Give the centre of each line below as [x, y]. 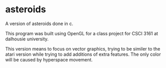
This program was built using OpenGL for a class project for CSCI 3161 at [82, 33]
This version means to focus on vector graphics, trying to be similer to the [83, 49]
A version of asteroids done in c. [39, 24]
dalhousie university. [27, 39]
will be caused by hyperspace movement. [49, 59]
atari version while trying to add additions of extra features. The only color [83, 54]
